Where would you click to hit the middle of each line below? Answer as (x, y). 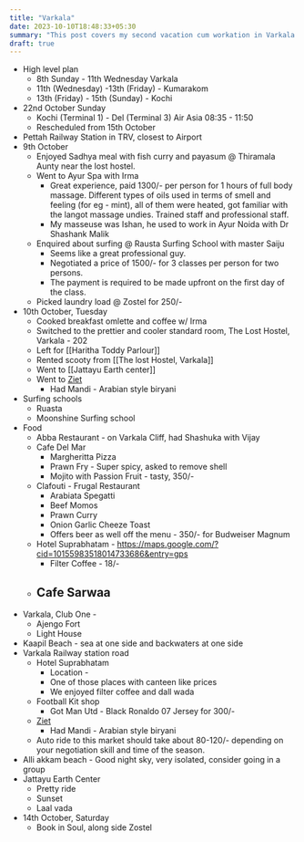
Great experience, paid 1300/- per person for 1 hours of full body (171, 186)
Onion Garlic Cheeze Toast (100, 525)
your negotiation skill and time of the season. (121, 750)
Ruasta (49, 409)
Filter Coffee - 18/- (85, 564)
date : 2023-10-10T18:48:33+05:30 (73, 26)
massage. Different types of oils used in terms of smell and (160, 195)
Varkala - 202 (62, 341)
